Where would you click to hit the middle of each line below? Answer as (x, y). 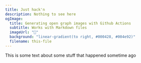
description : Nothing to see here (41, 14)
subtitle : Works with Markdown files (48, 28)
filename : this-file (31, 42)
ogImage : (14, 19)
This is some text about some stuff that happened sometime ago (71, 55)
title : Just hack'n (25, 10)
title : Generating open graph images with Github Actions (70, 23)
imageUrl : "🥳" (24, 32)
